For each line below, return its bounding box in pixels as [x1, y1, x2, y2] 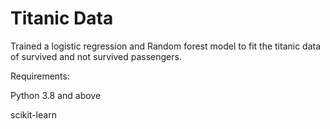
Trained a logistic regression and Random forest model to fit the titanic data [10, 40, 322, 52]
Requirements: [10, 70, 70, 82]
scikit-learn [10, 108, 57, 121]
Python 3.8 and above [10, 89, 102, 101]
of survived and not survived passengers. [10, 50, 182, 62]
